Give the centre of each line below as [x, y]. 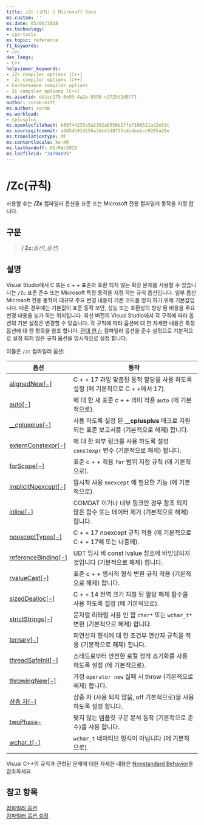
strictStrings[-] [31, 619]
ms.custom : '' [24, 18]
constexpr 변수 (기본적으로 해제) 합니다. [127, 450]
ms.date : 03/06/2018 [32, 23]
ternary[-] [24, 640]
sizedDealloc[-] [32, 599]
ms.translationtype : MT [36, 137]
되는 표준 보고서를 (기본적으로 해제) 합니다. [131, 430]
